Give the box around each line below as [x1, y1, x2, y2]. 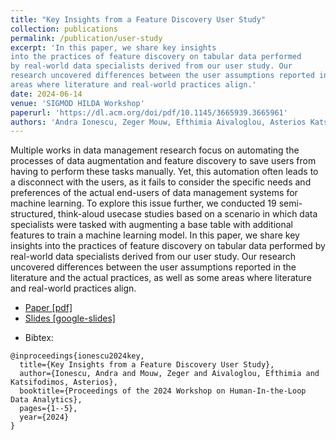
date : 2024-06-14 [10, 89, 83, 99]
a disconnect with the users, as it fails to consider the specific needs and [10, 176, 312, 188]
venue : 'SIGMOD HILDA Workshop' [10, 98, 145, 108]
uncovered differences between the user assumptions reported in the [10, 261, 297, 273]
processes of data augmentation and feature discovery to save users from [10, 155, 317, 167]
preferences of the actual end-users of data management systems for [10, 187, 298, 199]
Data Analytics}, [10, 395, 83, 405]
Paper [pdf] [24, 302, 73, 314]
